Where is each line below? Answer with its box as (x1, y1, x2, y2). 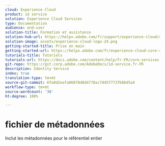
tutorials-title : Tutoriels (5, 52, 63, 58)
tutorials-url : (5, 57, 36, 62)
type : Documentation (5, 21, 48, 26)
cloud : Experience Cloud (5, 7, 56, 12)
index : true (5, 71, 29, 76)
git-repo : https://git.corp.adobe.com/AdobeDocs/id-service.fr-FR (5, 62, 144, 67)
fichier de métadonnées (5, 119, 105, 130)
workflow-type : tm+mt (5, 84, 50, 90)
